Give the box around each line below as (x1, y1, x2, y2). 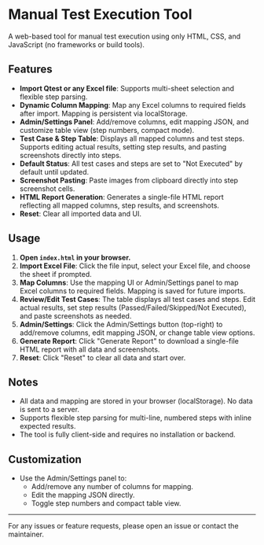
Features (8, 63, 53, 76)
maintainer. (8, 529, 45, 539)
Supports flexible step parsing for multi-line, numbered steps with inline (19, 413, 252, 422)
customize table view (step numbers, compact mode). (19, 125, 195, 134)
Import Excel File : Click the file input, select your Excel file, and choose (19, 261, 251, 271)
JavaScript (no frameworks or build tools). (8, 39, 145, 49)
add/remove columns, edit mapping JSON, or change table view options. (19, 328, 255, 337)
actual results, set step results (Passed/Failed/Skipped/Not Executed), (19, 303, 247, 312)
